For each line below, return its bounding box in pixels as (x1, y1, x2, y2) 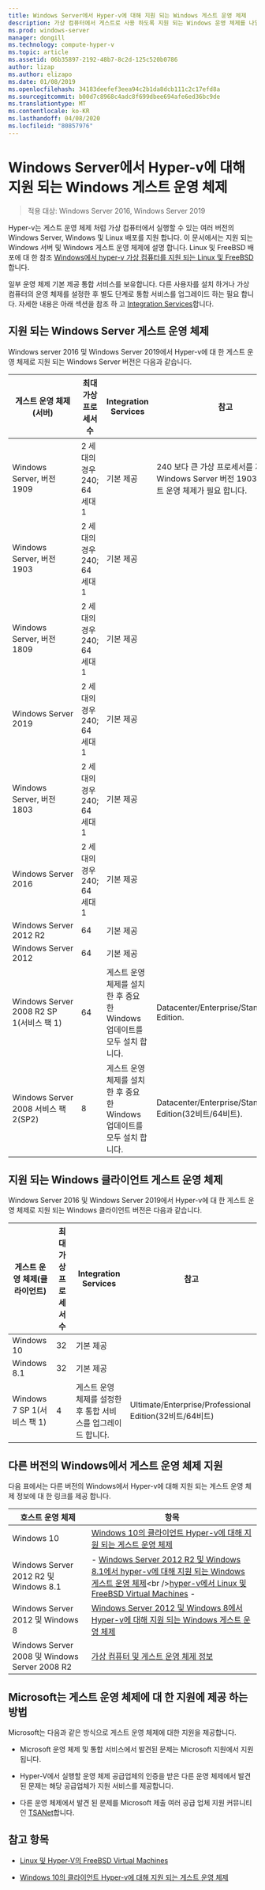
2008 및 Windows (12, 1651, 79, 1662)
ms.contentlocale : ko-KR (8, 108, 90, 116)
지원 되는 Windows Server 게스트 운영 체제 (8, 324, 209, 338)
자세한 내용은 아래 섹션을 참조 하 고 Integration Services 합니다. (18, 298, 215, 309)
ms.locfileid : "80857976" (8, 122, 93, 130)
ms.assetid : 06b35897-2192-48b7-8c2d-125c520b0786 (8, 56, 178, 64)
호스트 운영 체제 (20, 1512, 77, 1524)
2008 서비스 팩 (12, 1103, 66, 1114)
